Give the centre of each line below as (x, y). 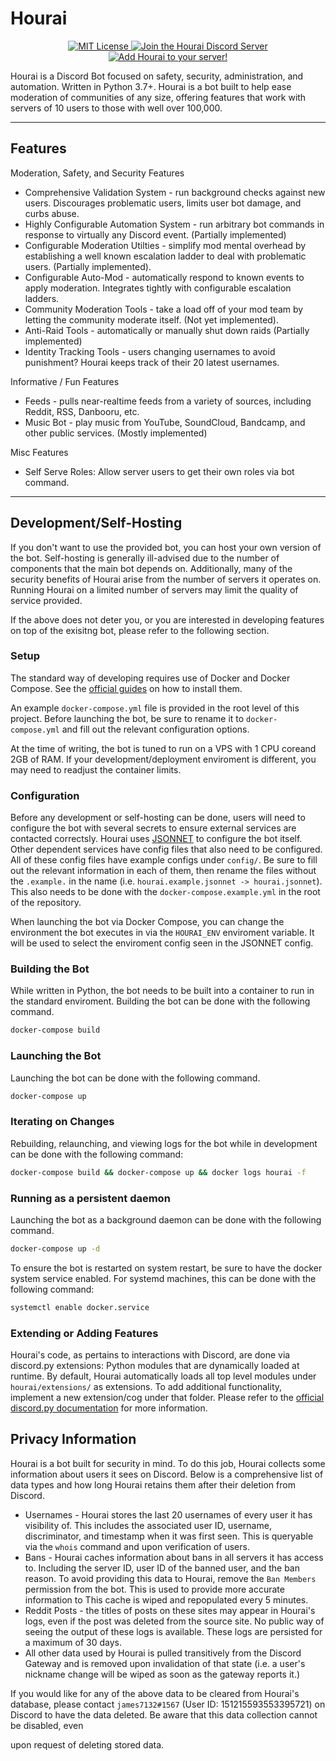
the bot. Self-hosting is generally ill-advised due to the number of (145, 558)
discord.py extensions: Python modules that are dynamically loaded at (155, 1366)
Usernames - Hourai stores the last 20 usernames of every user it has (168, 1514)
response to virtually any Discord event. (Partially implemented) (155, 234)
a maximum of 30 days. (73, 1642)
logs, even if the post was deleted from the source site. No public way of (174, 1621)
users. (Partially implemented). (88, 266)
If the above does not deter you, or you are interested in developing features (167, 619)
